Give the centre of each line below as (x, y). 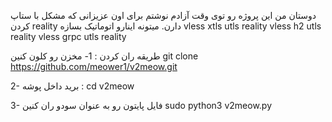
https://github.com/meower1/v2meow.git (94, 66)
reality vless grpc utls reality (68, 36)
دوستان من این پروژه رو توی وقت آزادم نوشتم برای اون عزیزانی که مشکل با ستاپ (163, 15)
